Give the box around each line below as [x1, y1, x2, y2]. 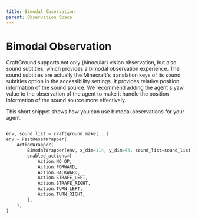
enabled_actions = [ [27, 153, 72, 159]
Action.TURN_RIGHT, [37, 191, 85, 198]
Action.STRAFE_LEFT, [37, 175, 88, 181]
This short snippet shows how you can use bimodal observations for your [6, 108, 184, 115]
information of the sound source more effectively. [6, 97, 127, 104]
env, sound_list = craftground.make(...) [6, 131, 110, 137]
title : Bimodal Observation [6, 8, 75, 15]
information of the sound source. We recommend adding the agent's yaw [6, 84, 184, 91]
